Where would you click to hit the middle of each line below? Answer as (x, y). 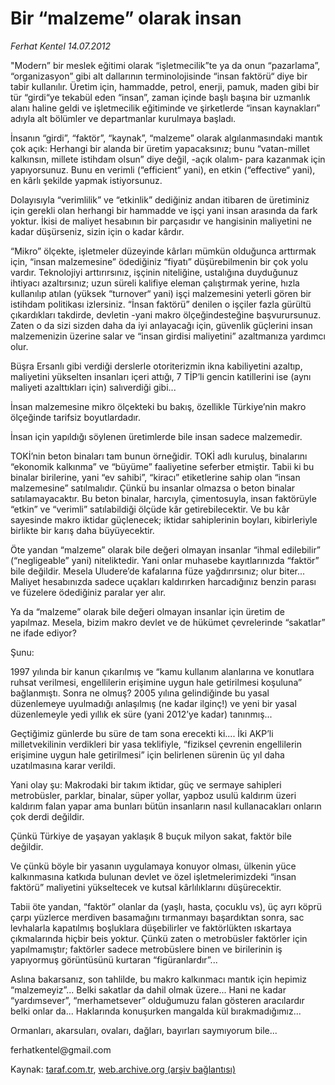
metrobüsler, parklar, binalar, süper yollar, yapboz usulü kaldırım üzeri (153, 795)
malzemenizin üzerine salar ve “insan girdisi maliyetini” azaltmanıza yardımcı (168, 336)
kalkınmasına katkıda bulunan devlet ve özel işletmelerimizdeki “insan (153, 876)
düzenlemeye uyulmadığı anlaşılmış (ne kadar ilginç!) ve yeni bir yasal (153, 703)
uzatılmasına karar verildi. (63, 765)
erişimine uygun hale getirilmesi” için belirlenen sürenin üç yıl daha (147, 754)
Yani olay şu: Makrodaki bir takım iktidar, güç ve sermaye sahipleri (146, 784)
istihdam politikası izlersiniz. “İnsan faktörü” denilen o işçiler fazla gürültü (161, 304)
